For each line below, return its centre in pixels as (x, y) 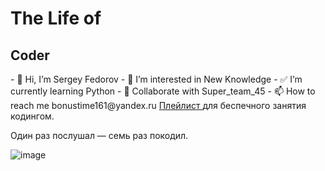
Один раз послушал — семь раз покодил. (99, 135)
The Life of (56, 18)
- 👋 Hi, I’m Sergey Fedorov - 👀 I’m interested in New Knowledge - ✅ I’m (156, 79)
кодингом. (32, 116)
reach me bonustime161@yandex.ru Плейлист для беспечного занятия (158, 105)
